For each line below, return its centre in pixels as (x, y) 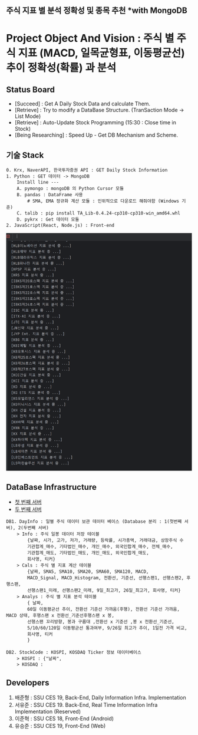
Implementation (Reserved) (48, 711)
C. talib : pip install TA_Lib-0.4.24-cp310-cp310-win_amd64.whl (99, 213)
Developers (28, 683)
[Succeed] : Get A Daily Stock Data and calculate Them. (82, 104)
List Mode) (28, 116)
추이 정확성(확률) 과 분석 (61, 67)
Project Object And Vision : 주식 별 (90, 38)
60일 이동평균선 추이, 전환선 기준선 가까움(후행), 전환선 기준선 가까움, (103, 609)
